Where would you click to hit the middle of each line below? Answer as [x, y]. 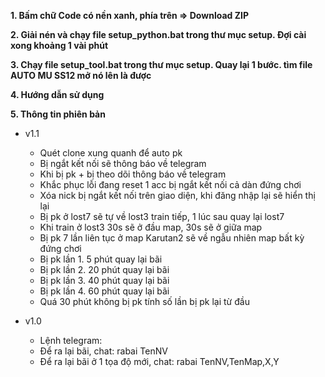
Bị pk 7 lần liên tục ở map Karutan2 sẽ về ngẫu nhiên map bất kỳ [172, 238]
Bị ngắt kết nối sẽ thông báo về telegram [123, 163]
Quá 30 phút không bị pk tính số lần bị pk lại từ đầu [144, 301]
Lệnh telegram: [71, 340]
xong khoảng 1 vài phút [59, 45]
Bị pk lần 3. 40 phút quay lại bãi [104, 280]
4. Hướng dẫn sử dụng [57, 94]
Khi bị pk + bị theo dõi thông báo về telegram [133, 174]
